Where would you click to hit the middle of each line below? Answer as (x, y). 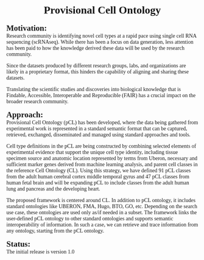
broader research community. (37, 101)
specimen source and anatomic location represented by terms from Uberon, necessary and (102, 158)
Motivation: (27, 28)
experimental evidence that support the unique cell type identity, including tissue (92, 152)
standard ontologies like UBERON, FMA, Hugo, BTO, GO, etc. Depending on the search (102, 206)
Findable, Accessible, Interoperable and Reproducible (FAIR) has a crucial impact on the (101, 95)
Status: (19, 244)
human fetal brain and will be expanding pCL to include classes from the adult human (98, 183)
